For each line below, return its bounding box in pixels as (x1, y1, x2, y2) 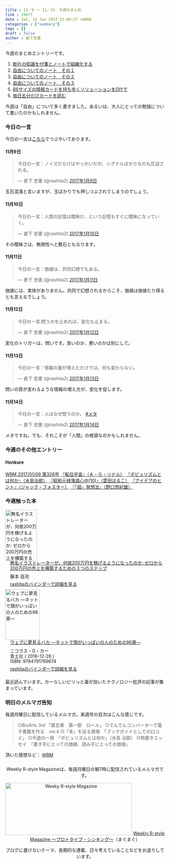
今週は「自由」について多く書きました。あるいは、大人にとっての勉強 (5, 103, 151, 109)
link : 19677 (5, 12, 33, 17)
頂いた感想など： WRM (5, 752, 54, 758)
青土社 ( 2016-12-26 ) (10, 653, 55, 659)
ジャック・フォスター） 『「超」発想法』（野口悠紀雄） (20, 484, 133, 490)
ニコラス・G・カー (10, 647, 49, 653)
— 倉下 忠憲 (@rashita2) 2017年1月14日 (17, 422, 99, 428)
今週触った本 (5, 498, 37, 505)
